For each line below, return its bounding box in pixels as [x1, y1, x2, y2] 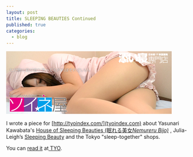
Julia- [172, 127, 187, 134]
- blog [11, 34, 28, 40]
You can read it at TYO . [6, 145, 62, 152]
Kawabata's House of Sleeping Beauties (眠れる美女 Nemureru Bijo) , [6, 127, 172, 134]
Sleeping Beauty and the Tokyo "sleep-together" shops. [24, 134, 161, 141]
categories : [6, 28, 35, 34]
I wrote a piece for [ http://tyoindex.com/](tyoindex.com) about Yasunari [6, 120, 179, 127]
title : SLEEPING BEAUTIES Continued [6, 15, 96, 22]
